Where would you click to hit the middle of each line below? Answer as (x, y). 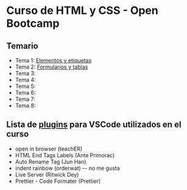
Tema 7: (25, 99)
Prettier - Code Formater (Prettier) (58, 181)
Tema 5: (25, 86)
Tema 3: (25, 73)
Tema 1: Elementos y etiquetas (53, 60)
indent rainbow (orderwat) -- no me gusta (67, 168)
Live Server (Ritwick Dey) (47, 174)
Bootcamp (33, 23)
